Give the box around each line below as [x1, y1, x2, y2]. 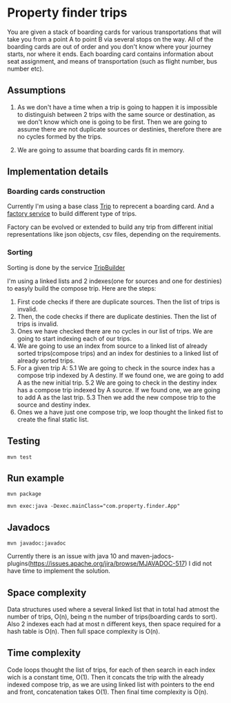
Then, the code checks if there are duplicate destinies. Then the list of [17, 312, 217, 320]
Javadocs [7, 521, 50, 533]
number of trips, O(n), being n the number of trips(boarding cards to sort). [7, 612, 218, 621]
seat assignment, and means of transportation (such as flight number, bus [7, 57, 217, 65]
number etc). [7, 64, 44, 73]
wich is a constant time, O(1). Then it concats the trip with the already [7, 673, 205, 681]
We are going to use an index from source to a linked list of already [17, 341, 208, 350]
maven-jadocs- [130, 552, 174, 560]
